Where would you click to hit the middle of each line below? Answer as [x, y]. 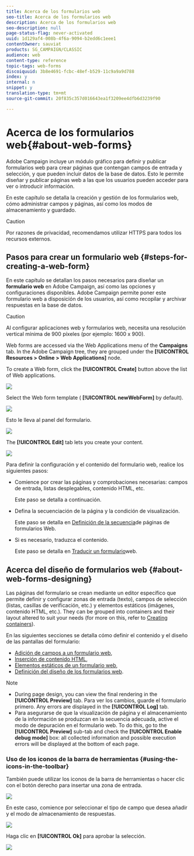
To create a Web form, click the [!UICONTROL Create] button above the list [97, 369]
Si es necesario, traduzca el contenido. [62, 540]
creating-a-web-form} [48, 266]
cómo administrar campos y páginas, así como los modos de [79, 204]
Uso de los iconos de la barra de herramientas [72, 759]
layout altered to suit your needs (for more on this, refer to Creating [87, 618]
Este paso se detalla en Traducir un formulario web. [76, 551]
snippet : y [19, 88]
